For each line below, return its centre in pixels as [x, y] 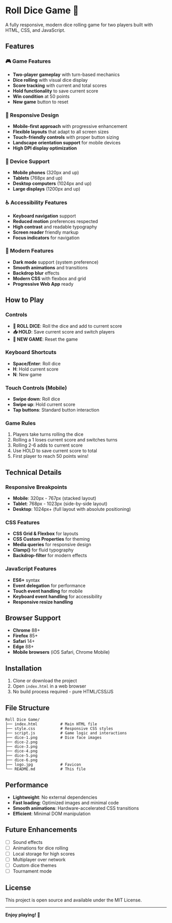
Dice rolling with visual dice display [50, 80]
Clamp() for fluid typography [43, 550]
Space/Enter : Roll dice [37, 363]
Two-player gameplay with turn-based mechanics [66, 75]
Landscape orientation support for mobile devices [67, 142]
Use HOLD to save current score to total [55, 451]
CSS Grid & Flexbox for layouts [45, 533]
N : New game [27, 374]
